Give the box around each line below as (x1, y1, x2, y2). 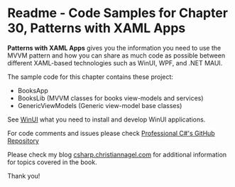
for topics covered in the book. (7, 158, 97, 166)
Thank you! (7, 171, 40, 180)
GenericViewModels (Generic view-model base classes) (17, 101, 182, 109)
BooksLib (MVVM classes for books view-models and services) (17, 94, 204, 102)
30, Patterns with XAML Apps (7, 20, 186, 36)
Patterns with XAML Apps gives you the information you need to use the (7, 43, 222, 52)
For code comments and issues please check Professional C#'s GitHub (7, 129, 215, 137)
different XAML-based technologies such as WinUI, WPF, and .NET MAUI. (7, 58, 223, 67)
